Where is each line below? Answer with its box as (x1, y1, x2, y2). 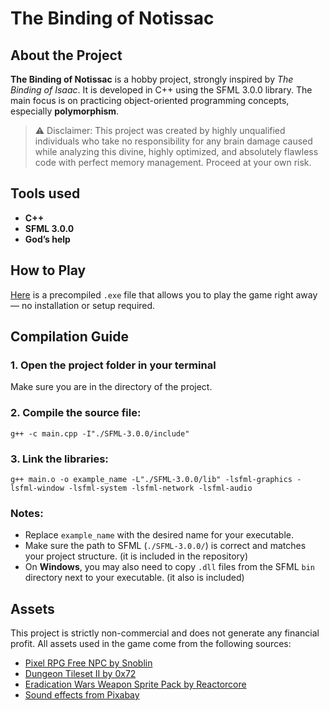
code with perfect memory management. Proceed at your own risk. (34, 157, 312, 168)
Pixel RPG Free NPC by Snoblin (24, 657, 153, 669)
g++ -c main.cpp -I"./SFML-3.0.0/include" (10, 428, 190, 439)
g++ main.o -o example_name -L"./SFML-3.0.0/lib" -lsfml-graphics (10, 474, 293, 484)
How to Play (10, 262, 87, 279)
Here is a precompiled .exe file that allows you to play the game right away (10, 288, 318, 301)
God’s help (24, 233, 71, 245)
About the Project (10, 47, 123, 64)
